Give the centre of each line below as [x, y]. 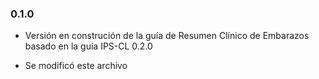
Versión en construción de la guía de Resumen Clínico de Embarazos [167, 36]
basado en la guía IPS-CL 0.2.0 [88, 46]
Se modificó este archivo [76, 66]
